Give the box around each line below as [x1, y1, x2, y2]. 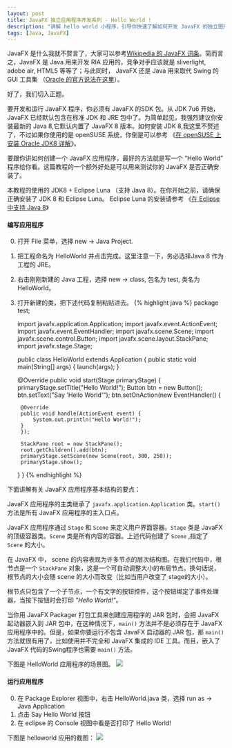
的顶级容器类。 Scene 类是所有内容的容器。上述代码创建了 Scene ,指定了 [7, 532, 209, 540]
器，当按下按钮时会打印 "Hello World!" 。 [7, 596, 122, 605]
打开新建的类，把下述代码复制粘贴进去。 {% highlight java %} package [17, 299, 219, 307]
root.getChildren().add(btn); [20, 447, 108, 454]
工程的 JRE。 [17, 260, 55, 269]
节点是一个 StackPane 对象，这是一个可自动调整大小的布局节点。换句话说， [7, 564, 220, 572]
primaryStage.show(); [20, 458, 83, 466]
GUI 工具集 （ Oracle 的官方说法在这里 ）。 [7, 75, 124, 84]
